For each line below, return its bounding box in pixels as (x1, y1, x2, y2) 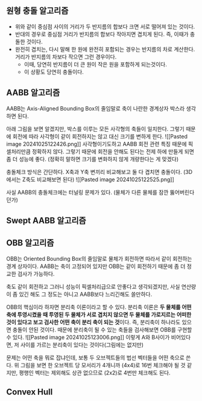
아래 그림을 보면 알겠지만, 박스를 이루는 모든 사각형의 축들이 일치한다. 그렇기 (6, 125, 185, 132)
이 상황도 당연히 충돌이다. (24, 68, 84, 75)
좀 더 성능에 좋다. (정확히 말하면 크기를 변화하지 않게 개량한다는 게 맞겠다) (6, 155, 179, 162)
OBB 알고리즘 (6, 238, 54, 248)
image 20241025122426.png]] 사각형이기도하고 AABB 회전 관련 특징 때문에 (6, 140, 187, 147)
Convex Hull (6, 387, 53, 397)
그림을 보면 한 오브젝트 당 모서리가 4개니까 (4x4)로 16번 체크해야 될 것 (20, 361, 186, 368)
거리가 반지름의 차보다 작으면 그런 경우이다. (14, 53, 117, 60)
